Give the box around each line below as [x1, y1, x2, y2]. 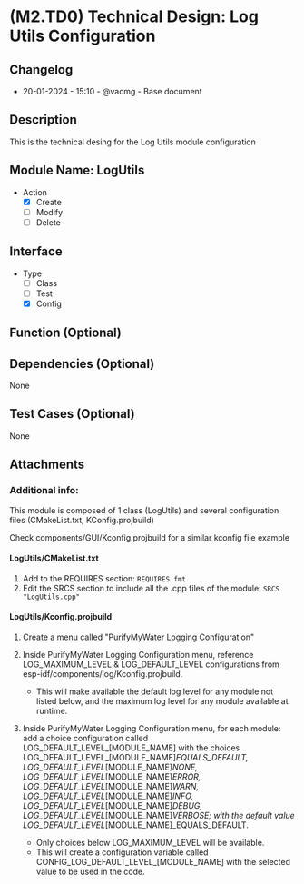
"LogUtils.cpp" [22, 592, 81, 601]
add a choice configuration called [22, 732, 149, 743]
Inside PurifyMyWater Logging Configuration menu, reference [22, 649, 254, 660]
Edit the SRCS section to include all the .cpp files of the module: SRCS [22, 582, 279, 593]
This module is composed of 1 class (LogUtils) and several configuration [9, 504, 279, 515]
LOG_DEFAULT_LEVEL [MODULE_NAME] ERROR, [22, 770, 201, 782]
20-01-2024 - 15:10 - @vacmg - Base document [22, 86, 202, 96]
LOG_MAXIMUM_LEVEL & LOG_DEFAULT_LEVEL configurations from [22, 659, 279, 670]
